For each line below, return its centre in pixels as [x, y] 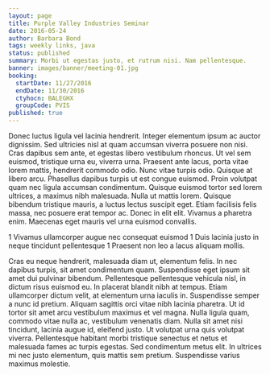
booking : [23, 76]
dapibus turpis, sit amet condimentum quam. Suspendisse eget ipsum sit [129, 270]
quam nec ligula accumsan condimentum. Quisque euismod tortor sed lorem [135, 187]
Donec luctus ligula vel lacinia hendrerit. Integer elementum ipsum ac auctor [135, 136]
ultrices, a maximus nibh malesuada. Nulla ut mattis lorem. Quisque [120, 196]
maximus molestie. [39, 364]
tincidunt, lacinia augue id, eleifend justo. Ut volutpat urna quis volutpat [127, 330]
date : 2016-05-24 [37, 31]
